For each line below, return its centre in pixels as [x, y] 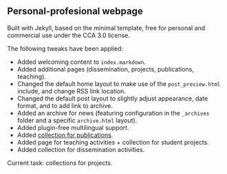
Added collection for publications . [65, 135]
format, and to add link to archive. [65, 105]
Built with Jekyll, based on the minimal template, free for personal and [106, 28]
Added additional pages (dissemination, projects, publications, [106, 69]
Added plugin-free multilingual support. [73, 127]
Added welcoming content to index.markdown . [81, 62]
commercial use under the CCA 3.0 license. [69, 35]
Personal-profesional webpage [75, 11]
